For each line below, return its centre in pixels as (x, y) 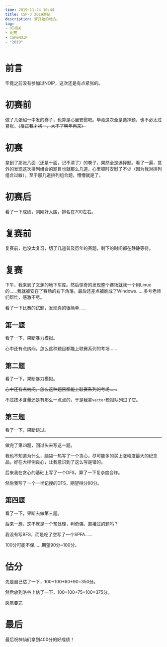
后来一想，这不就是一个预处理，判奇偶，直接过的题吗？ (62, 524)
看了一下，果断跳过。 (27, 430)
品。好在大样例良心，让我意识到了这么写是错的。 (55, 462)
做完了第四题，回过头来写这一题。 (40, 445)
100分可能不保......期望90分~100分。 (42, 545)
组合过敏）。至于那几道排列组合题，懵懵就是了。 (54, 175)
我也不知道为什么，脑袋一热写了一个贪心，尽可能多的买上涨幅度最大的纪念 (81, 456)
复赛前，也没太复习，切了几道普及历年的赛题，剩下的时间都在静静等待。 (79, 248)
